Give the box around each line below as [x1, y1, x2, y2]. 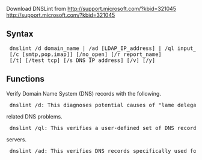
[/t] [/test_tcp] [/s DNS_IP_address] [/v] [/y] [9, 57, 156, 64]
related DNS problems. [6, 112, 63, 120]
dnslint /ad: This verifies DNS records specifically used [9, 147, 188, 154]
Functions [6, 74, 45, 84]
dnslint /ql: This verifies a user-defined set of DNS [9, 125, 174, 131]
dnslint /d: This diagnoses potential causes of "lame [9, 102, 174, 108]
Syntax [6, 29, 34, 39]
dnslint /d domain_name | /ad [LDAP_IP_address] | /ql [9, 45, 174, 52]
